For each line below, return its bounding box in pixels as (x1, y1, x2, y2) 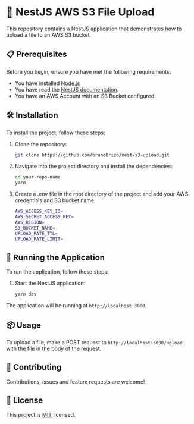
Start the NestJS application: (14, 279, 86, 287)
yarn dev (14, 291, 37, 297)
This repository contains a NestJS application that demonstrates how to (6, 25, 182, 32)
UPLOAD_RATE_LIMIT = (14, 236, 64, 242)
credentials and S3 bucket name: (14, 197, 96, 204)
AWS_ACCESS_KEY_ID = (14, 208, 64, 215)
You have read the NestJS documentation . (14, 86, 119, 93)
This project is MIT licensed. (6, 411, 76, 418)
